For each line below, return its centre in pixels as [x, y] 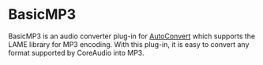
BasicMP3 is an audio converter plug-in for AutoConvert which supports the [132, 36]
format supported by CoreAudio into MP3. [76, 52]
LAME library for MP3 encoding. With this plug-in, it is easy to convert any [129, 44]
